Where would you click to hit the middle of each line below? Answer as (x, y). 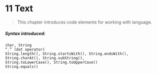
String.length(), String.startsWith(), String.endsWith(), (67, 54)
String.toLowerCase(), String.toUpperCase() (51, 62)
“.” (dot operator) (25, 49)
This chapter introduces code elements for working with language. (85, 22)
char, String (18, 45)
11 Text (19, 9)
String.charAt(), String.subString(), (45, 58)
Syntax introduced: (25, 33)
